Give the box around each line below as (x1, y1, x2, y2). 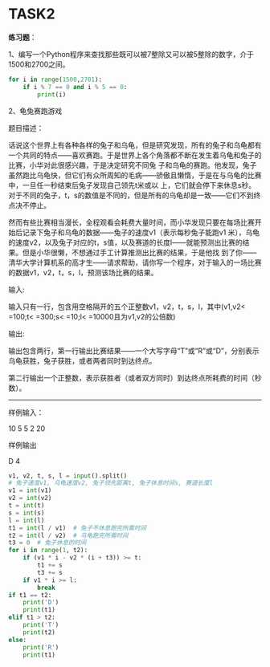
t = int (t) (8, 502, 45, 510)
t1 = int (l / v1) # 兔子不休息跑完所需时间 (8, 523, 147, 532)
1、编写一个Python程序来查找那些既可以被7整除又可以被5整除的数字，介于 (8, 49, 255, 59)
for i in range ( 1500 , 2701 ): (8, 75, 103, 83)
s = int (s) (8, 509, 45, 517)
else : (8, 636, 27, 644)
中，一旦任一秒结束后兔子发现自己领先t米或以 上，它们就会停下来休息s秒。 (8, 180, 256, 189)
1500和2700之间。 (8, 59, 70, 69)
